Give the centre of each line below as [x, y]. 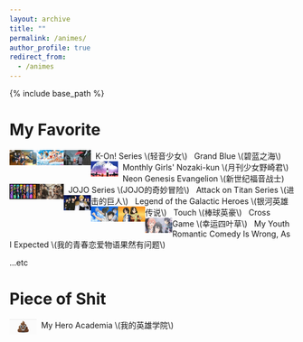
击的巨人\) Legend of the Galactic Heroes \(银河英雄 [190, 201]
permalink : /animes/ [48, 38]
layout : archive [40, 19]
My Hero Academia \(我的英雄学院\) [107, 325]
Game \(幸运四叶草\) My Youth [231, 223]
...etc [19, 263]
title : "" [28, 28]
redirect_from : [38, 57]
